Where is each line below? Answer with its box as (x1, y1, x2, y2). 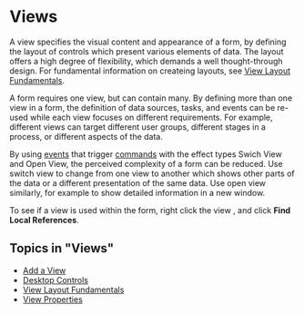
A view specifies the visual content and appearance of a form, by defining (9, 36, 287, 47)
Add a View (22, 265, 66, 276)
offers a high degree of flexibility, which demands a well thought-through (9, 55, 284, 66)
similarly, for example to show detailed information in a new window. (9, 187, 266, 198)
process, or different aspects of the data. (9, 131, 164, 142)
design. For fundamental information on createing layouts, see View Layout (9, 65, 291, 76)
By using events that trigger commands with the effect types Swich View (9, 148, 282, 160)
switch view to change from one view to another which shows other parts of (9, 168, 295, 179)
